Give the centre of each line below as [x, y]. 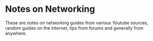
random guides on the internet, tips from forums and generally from [74, 28]
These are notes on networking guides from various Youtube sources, [77, 23]
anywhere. [16, 33]
